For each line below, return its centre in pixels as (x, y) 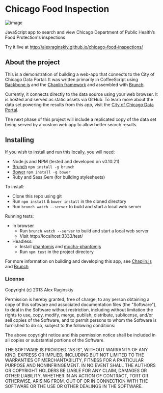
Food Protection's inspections (35, 37)
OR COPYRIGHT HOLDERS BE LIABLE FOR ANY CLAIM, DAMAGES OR (76, 370)
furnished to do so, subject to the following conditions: (60, 325)
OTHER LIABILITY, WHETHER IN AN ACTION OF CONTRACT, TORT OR (77, 376)
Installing (20, 140)
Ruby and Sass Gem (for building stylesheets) (58, 177)
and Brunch (17, 266)
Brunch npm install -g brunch (43, 167)
